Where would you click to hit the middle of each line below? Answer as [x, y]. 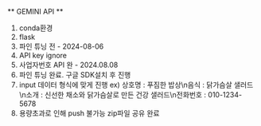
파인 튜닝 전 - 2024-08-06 [61, 46]
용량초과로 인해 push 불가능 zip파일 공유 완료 [89, 113]
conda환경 [36, 28]
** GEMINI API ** [35, 12]
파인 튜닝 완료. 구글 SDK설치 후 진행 [75, 75]
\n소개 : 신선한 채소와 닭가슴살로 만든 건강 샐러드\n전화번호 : [113, 94]
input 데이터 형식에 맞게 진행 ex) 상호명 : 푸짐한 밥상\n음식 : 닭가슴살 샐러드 [136, 85]
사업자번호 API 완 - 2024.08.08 [68, 65]
